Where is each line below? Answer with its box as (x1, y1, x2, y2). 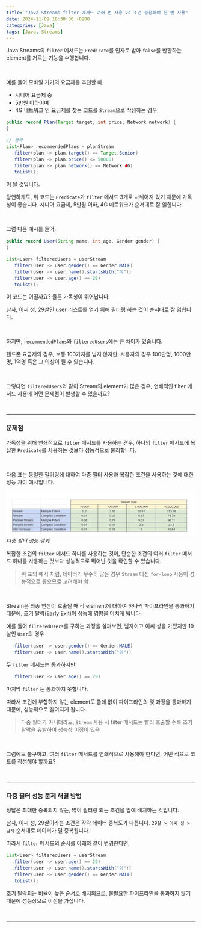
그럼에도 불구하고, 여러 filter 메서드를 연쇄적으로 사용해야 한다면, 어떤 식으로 (6, 750, 189, 758)
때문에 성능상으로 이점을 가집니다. (6, 897, 85, 904)
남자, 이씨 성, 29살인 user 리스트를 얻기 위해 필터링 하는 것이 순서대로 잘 (6, 306, 176, 313)
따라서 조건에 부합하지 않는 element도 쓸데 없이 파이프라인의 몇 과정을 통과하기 (6, 698, 191, 705)
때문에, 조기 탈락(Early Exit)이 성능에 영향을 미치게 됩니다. (6, 610, 142, 617)
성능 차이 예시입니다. (6, 478, 55, 486)
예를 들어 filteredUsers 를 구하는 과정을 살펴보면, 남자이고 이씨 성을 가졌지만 (6, 623, 188, 630)
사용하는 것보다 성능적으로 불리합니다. (47, 446, 136, 454)
